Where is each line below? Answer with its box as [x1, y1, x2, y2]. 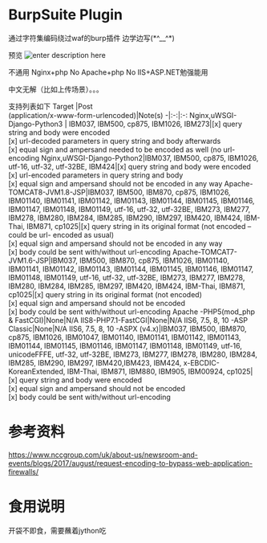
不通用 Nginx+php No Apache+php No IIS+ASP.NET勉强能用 [8, 67, 208, 77]
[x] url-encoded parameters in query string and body [8, 170, 184, 180]
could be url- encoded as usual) [8, 230, 115, 239]
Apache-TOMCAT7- [172, 247, 238, 256]
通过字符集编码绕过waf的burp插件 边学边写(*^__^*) [8, 33, 175, 43]
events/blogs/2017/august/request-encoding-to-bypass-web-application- [8, 458, 253, 467]
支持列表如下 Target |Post [8, 101, 93, 111]
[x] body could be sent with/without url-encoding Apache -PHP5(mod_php [8, 307, 255, 316]
